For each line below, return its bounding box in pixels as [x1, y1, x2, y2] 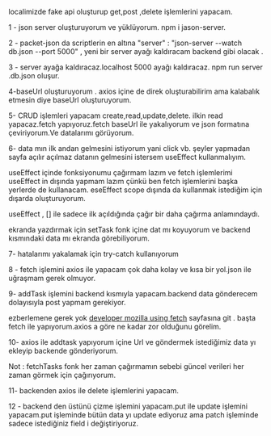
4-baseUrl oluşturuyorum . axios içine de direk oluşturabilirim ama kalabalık [8, 86, 260, 96]
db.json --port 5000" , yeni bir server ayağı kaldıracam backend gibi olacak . [8, 47, 264, 56]
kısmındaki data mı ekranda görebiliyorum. [8, 233, 150, 243]
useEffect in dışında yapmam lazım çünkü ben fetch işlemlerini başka [8, 177, 239, 186]
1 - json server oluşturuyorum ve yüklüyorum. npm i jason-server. [8, 23, 227, 31]
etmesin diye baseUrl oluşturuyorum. [8, 95, 132, 104]
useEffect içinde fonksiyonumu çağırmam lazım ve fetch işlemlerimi [8, 168, 233, 177]
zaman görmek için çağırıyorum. [8, 371, 116, 379]
